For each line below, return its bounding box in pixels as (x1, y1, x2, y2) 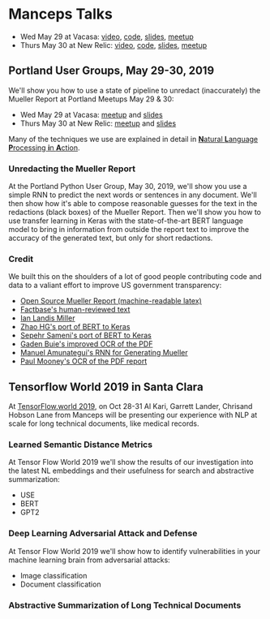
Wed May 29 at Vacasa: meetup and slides (19, 110, 164, 119)
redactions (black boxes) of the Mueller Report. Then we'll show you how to (8, 208, 262, 217)
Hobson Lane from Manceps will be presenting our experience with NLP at (8, 411, 258, 420)
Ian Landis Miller (19, 313, 75, 323)
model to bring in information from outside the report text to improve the (8, 225, 250, 234)
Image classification (19, 570, 88, 580)
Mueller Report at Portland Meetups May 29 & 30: (8, 94, 174, 104)
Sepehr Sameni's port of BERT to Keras (19, 330, 152, 341)
